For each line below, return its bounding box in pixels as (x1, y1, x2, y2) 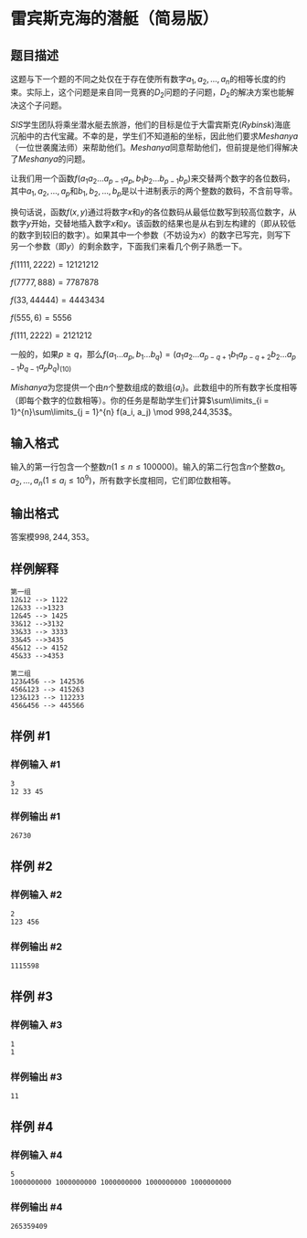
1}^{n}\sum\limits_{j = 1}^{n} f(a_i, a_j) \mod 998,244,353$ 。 (10, 406, 238, 417)
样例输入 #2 (10, 888, 63, 901)
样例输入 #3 (10, 1018, 63, 1031)
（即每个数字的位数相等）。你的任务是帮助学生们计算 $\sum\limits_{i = (10, 395, 270, 406)
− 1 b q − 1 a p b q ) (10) (10, 360, 72, 374)
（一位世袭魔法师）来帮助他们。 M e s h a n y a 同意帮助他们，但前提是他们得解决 (10, 142, 299, 153)
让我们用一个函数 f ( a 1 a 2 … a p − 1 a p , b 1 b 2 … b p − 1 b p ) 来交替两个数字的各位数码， (10, 173, 295, 185)
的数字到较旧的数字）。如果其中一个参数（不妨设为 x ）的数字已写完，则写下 (10, 229, 291, 240)
